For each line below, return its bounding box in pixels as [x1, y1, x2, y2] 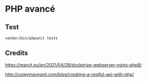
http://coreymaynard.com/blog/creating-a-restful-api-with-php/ [5, 71, 134, 77]
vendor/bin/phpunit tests [5, 36, 58, 41]
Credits [5, 49, 28, 57]
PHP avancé [5, 3, 55, 15]
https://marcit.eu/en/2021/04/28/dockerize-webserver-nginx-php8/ [5, 62, 142, 68]
